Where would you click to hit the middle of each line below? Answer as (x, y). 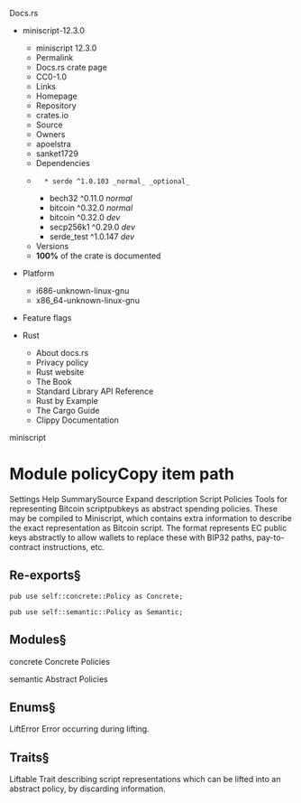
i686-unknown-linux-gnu (82, 291)
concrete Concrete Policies (60, 661)
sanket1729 (57, 154)
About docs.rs (62, 353)
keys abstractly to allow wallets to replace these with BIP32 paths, (132, 537)
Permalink (55, 57)
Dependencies (63, 163)
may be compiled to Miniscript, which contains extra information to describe (151, 518)
